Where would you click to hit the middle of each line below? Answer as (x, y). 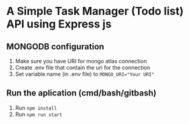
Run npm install (36, 108)
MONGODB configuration (55, 46)
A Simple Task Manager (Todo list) (95, 11)
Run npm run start (39, 114)
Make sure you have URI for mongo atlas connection (81, 61)
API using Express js (59, 24)
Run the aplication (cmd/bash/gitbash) (81, 93)
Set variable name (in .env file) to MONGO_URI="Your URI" (85, 74)
